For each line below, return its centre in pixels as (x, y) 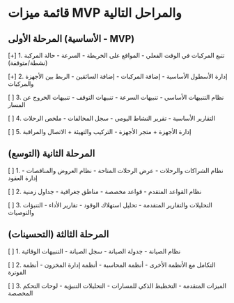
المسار (17, 105)
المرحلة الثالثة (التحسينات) (58, 234)
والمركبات (21, 84)
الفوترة (17, 272)
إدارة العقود (23, 178)
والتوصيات (21, 212)
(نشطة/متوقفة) (28, 63)
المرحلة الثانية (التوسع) (52, 154)
